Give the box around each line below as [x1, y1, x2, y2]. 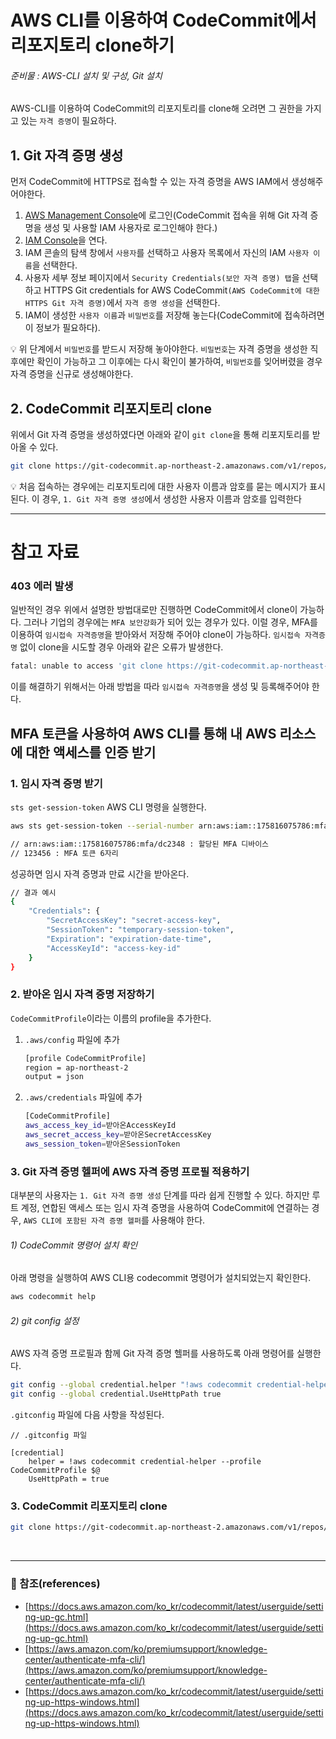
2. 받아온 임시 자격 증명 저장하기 [10, 987, 155, 1001]
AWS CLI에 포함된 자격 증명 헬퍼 [23, 1216, 142, 1226]
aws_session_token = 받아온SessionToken [24, 1139, 181, 1149]
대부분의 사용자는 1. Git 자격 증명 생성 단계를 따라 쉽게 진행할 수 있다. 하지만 [10, 1189, 310, 1201]
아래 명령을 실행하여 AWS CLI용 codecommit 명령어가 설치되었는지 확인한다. [10, 1272, 312, 1284]
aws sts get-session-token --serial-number [10, 821, 195, 831]
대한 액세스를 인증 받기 [25, 744, 157, 761]
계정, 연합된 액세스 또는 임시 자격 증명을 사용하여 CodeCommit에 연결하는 [20, 1202, 310, 1214]
